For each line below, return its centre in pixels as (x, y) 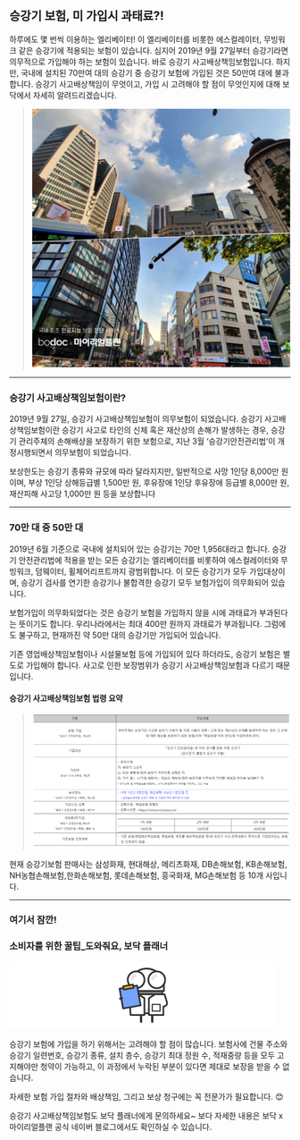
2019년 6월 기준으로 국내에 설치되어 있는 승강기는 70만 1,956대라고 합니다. (140, 549)
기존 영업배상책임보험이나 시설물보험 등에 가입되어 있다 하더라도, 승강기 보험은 (145, 654)
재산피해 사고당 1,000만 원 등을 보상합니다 (83, 494)
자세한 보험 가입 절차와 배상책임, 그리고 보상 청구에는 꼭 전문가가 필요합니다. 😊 (146, 1096)
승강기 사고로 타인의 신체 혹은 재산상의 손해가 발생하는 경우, (166, 430)
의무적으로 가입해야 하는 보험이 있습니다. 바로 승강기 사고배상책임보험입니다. (142, 62)
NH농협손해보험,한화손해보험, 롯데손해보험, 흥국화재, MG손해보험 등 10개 (137, 875)
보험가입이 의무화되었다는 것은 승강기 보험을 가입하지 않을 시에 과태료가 (133, 612)
